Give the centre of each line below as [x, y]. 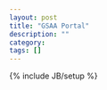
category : [28, 42]
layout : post [33, 17]
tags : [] [25, 51]
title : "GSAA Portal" [49, 26]
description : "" [39, 34]
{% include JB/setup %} [53, 76]
